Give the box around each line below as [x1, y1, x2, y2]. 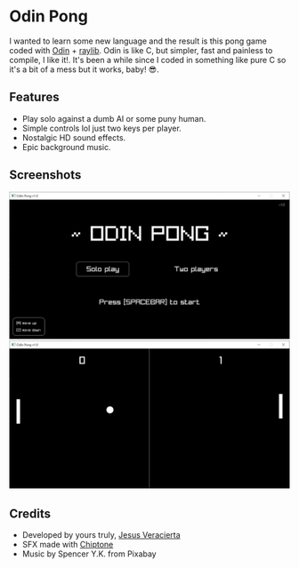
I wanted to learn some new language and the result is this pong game [9, 36, 267, 46]
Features [9, 90, 60, 105]
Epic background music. [21, 141, 111, 152]
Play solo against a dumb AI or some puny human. [21, 113, 206, 124]
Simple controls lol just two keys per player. [21, 123, 182, 133]
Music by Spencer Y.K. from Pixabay [21, 548, 158, 559]
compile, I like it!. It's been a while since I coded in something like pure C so [9, 54, 287, 65]
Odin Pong [9, 6, 89, 27]
